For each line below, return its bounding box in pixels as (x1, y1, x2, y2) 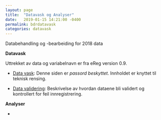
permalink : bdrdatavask (5, 21, 56, 27)
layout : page (5, 7, 33, 13)
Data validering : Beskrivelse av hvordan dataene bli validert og (12, 85, 145, 92)
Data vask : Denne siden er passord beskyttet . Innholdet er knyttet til (12, 70, 157, 77)
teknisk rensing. (12, 76, 47, 82)
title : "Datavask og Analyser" (5, 12, 74, 17)
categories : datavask (5, 27, 52, 32)
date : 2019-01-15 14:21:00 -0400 (5, 17, 81, 22)
